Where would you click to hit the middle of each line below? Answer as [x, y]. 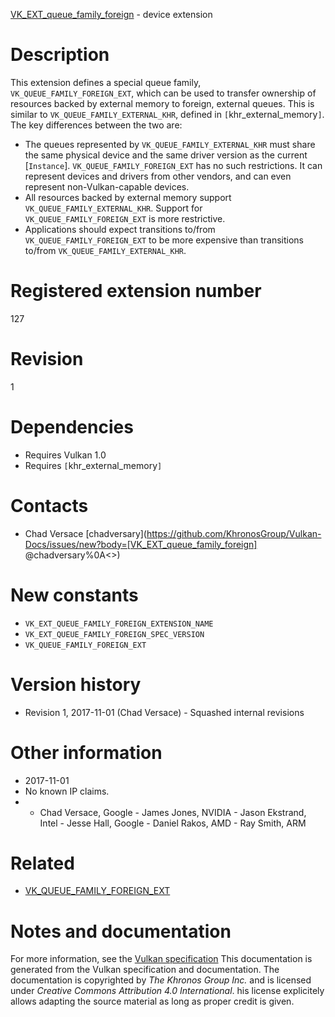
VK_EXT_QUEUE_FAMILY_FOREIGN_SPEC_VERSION [114, 634]
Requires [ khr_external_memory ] [93, 465]
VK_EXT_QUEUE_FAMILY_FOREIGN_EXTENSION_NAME [119, 624]
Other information [86, 752]
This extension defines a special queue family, [106, 82]
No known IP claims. [67, 791]
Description [60, 55]
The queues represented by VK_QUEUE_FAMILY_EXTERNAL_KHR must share [170, 144]
